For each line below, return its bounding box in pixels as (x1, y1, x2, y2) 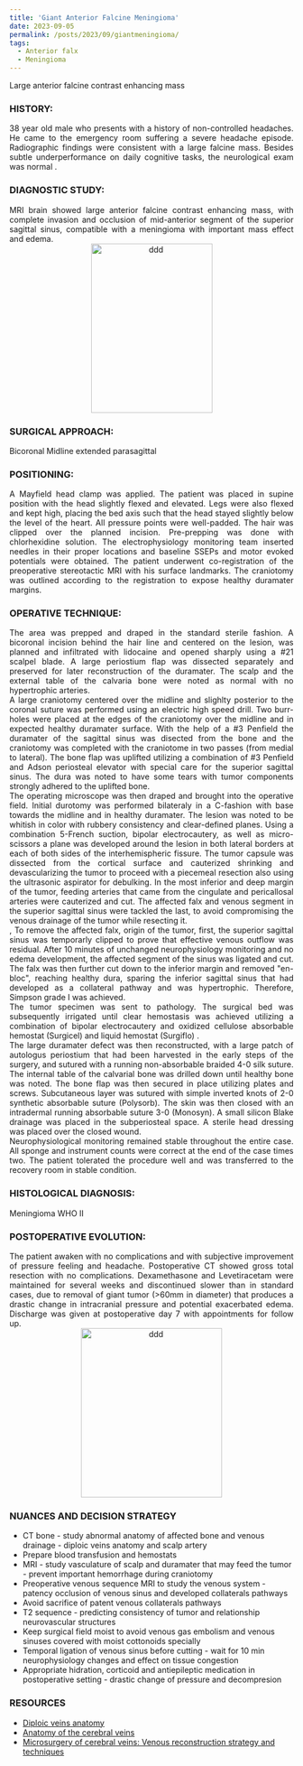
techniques (22, 1746, 65, 1757)
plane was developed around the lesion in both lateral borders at (49, 839, 294, 850)
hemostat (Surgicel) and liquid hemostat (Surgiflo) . (9, 1030, 200, 1041)
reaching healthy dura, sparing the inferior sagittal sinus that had (34, 972, 294, 984)
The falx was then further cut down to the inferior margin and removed (9, 963, 275, 974)
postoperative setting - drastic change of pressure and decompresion (22, 1674, 282, 1685)
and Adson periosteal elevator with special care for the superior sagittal (9, 762, 294, 773)
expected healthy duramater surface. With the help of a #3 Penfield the (9, 723, 294, 734)
